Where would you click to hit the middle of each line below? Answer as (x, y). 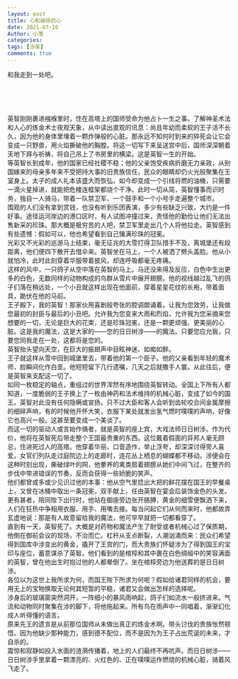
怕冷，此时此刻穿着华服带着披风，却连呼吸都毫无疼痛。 (94, 260)
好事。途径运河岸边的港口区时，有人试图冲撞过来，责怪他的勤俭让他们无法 (116, 216)
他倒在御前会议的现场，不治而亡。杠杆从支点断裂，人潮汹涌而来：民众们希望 (119, 535)
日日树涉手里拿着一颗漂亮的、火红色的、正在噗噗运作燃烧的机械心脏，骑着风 (119, 659)
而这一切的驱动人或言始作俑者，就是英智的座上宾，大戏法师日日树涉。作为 (116, 429)
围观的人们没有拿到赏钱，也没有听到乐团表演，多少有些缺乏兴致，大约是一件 (119, 207)
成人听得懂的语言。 (35, 615)
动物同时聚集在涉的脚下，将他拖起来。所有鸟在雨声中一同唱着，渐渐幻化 (125, 606)
